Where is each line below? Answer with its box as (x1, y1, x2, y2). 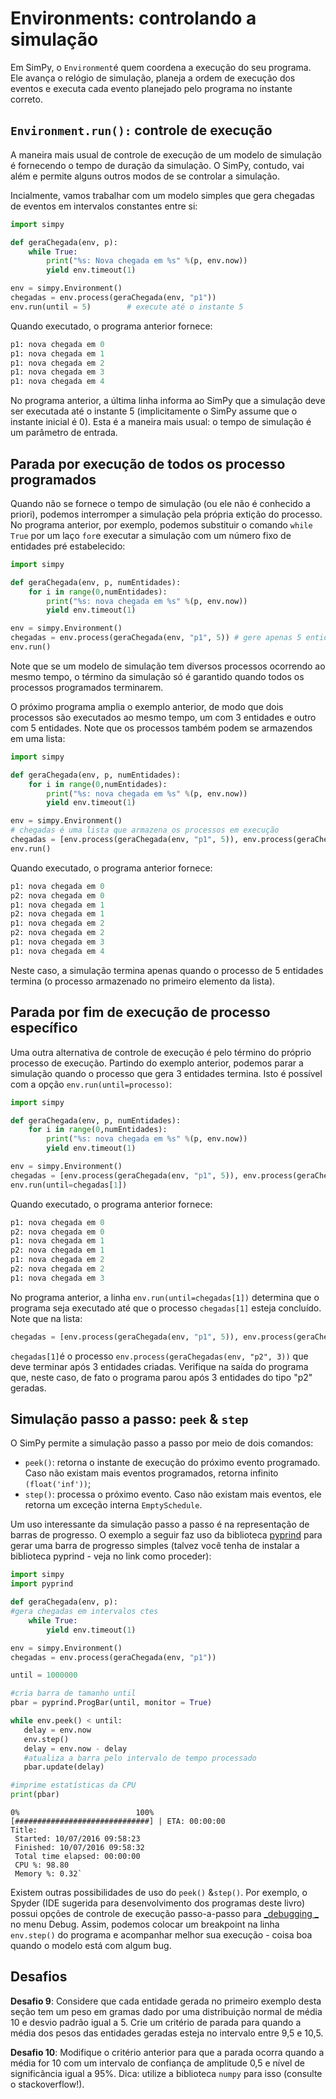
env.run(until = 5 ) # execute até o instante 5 (10, 302, 244, 312)
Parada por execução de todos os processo (10, 455, 286, 472)
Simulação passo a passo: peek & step (10, 1411, 249, 1428)
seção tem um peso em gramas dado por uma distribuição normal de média (10, 2005, 323, 2017)
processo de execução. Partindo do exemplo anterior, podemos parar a (10, 1057, 304, 1069)
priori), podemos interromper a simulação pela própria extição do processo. (10, 508, 323, 520)
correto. (10, 93, 43, 105)
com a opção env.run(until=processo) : (10, 1078, 173, 1090)
